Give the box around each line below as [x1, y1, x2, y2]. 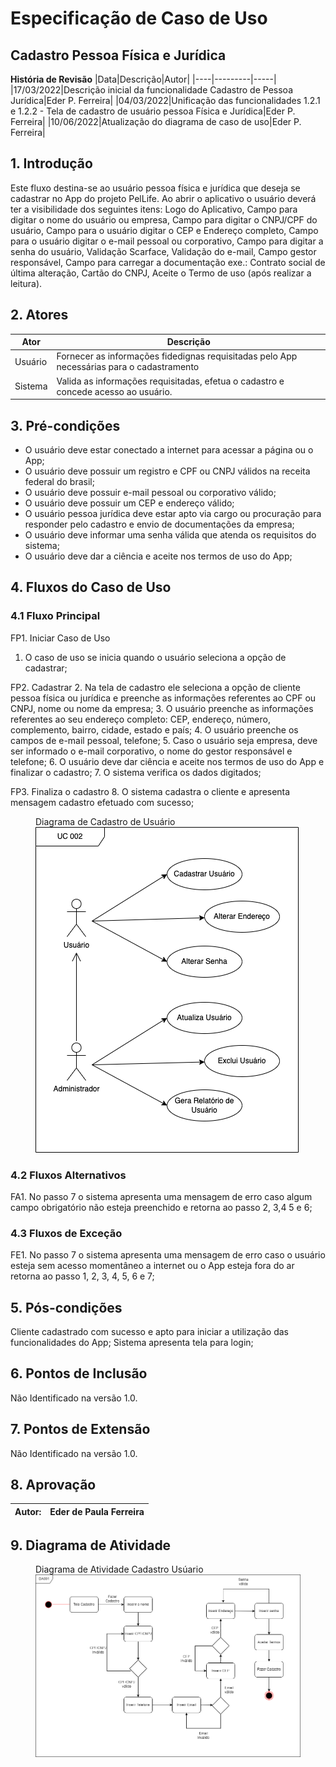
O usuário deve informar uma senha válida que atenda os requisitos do [24, 528, 317, 541]
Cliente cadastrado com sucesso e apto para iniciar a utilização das [10, 1326, 289, 1338]
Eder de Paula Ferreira [49, 1505, 145, 1517]
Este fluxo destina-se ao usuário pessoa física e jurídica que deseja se [10, 182, 301, 194]
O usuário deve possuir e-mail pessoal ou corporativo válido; [24, 486, 277, 498]
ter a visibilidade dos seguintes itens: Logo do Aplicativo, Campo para [10, 203, 298, 215]
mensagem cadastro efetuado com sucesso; [10, 796, 195, 808]
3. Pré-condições [10, 417, 121, 434]
